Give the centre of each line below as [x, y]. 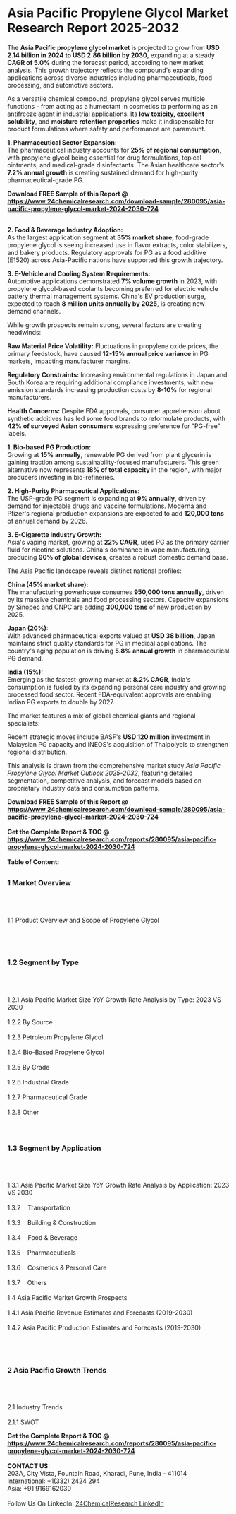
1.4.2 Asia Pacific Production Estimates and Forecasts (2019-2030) [104, 1328]
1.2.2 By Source [30, 1022]
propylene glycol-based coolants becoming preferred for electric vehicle [113, 288]
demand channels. [34, 311]
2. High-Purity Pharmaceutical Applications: [74, 491]
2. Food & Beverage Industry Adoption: [65, 230]
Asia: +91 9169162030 [39, 1489]
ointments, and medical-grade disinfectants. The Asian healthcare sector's [116, 165]
